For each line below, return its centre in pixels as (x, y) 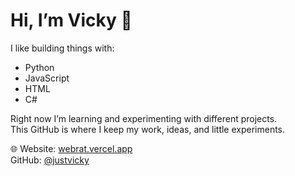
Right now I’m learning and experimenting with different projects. (144, 118)
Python (39, 67)
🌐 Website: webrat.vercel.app (71, 148)
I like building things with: (62, 48)
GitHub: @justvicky (50, 160)
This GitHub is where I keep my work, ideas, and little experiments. (148, 129)
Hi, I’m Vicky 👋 (71, 20)
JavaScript (47, 78)
